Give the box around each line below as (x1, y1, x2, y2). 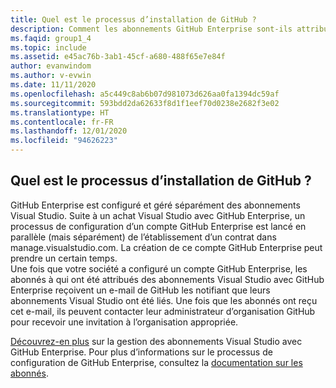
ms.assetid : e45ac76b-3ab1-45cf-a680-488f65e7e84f (10, 52, 226, 62)
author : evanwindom (10, 61, 92, 71)
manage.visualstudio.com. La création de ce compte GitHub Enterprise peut (10, 241, 323, 253)
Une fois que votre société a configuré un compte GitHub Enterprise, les (10, 262, 308, 275)
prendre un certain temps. (10, 252, 118, 264)
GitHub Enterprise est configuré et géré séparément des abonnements (10, 199, 301, 211)
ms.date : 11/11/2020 (10, 80, 97, 90)
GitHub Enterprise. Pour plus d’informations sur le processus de (10, 346, 273, 358)
